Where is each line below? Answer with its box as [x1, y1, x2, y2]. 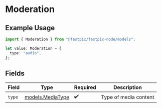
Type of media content [101, 93, 154, 100]
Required [74, 84, 96, 91]
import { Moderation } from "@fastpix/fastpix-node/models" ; [5, 37, 136, 42]
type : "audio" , [10, 50, 42, 56]
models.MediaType [24, 93, 69, 100]
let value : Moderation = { [5, 46, 62, 51]
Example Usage [5, 24, 55, 32]
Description [113, 84, 142, 91]
